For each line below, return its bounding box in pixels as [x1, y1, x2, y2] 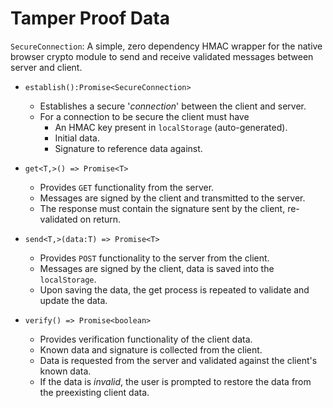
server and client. [10, 61, 83, 73]
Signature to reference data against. [54, 142, 203, 154]
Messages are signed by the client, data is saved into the [39, 262, 275, 274]
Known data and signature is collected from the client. [39, 343, 263, 356]
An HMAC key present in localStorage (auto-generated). [54, 121, 288, 133]
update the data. [39, 294, 108, 306]
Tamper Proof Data [10, 7, 170, 30]
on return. [79, 213, 122, 225]
